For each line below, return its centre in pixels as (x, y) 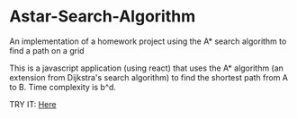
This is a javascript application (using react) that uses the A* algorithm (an (146, 68)
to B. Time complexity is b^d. (63, 87)
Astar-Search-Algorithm (103, 17)
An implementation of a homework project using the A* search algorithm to (148, 41)
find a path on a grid (47, 50)
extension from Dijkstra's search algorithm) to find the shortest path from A (149, 77)
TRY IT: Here (33, 104)
